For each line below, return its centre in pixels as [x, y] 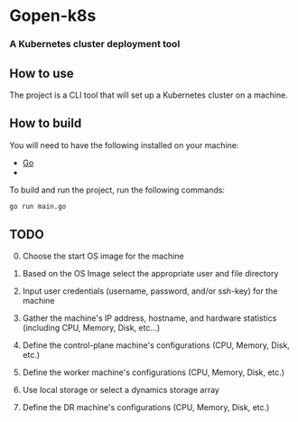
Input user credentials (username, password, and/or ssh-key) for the [150, 291]
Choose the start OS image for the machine [103, 256]
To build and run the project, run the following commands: [117, 190]
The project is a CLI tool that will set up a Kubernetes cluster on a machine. [149, 95]
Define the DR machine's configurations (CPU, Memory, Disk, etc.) [146, 408]
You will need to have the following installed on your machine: [124, 145]
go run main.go [38, 206]
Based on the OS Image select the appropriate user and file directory [150, 274]
